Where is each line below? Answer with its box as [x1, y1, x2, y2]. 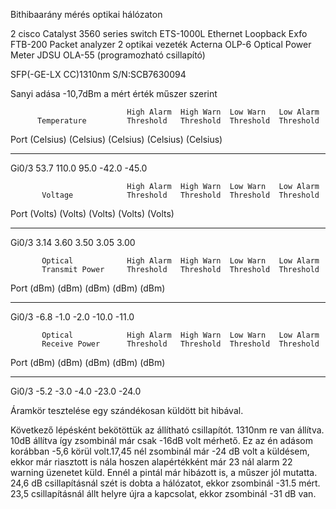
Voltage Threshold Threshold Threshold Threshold [41, 190, 320, 200]
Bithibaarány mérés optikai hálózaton [10, 9, 163, 20]
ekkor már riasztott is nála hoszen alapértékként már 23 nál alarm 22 [10, 456, 293, 468]
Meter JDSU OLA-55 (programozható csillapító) [10, 49, 206, 61]
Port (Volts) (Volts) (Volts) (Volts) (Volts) [10, 208, 175, 219]
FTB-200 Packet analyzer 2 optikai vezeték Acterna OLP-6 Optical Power [10, 39, 312, 50]
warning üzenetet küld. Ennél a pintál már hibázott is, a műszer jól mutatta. [10, 467, 318, 478]
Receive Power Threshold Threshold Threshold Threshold [41, 339, 320, 349]
